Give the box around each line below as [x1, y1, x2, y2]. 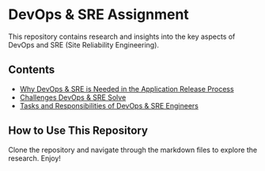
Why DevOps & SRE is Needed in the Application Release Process [19, 84, 235, 93]
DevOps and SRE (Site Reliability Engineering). [8, 40, 160, 49]
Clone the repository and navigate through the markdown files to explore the [8, 145, 258, 154]
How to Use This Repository [8, 124, 149, 138]
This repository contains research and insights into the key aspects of [8, 32, 236, 41]
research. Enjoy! [8, 153, 62, 163]
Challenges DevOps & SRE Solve [19, 93, 127, 102]
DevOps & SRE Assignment [8, 6, 190, 24]
